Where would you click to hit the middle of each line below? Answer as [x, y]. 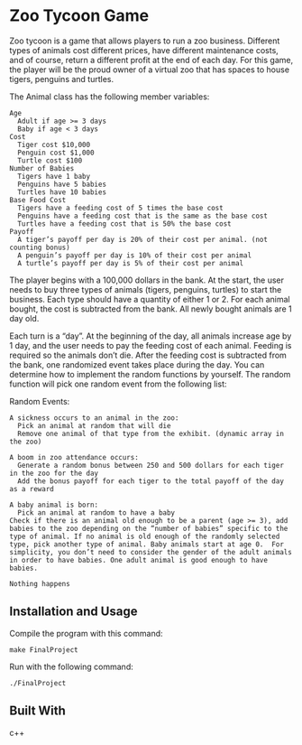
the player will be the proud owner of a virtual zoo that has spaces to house [150, 70]
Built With [37, 711]
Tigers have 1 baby [54, 176]
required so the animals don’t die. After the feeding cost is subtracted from [148, 355]
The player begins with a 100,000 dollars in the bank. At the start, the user [146, 280]
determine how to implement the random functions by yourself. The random [150, 374]
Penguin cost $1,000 [56, 153]
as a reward [32, 489]
